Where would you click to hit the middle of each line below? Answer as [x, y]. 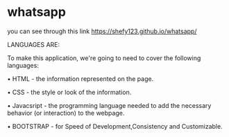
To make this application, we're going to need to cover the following [104, 58]
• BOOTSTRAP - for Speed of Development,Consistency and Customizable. [115, 126]
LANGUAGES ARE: [34, 44]
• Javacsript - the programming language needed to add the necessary [109, 105]
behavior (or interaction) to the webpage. [66, 113]
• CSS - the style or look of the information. [69, 92]
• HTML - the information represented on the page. [80, 79]
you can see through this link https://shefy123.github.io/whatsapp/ [102, 31]
